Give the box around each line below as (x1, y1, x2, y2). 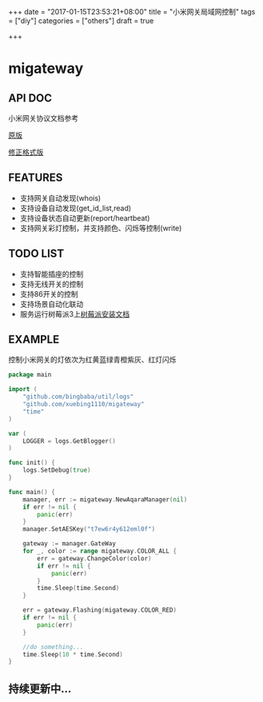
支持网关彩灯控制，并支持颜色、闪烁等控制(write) (19, 223, 182, 233)
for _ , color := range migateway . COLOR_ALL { (22, 547, 177, 556)
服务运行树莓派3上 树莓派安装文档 (19, 309, 130, 318)
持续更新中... (8, 682, 72, 696)
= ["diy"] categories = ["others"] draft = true (8, 16, 154, 26)
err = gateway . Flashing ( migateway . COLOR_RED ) (22, 606, 177, 614)
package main (8, 371, 52, 379)
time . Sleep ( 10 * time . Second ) (22, 650, 124, 658)
